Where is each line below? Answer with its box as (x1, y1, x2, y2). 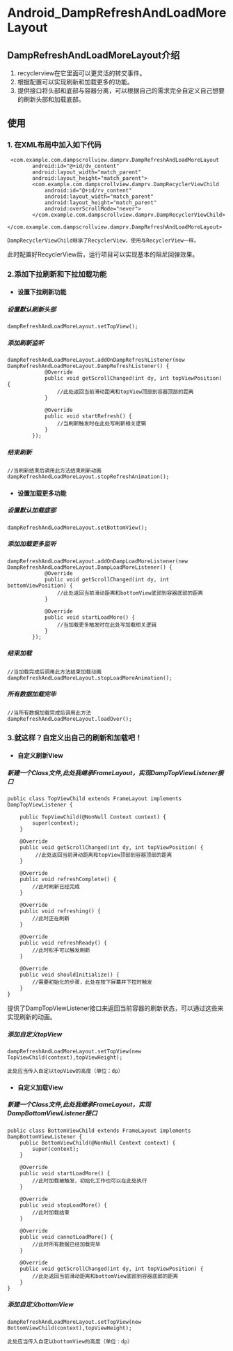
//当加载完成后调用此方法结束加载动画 (7, 668, 102, 675)
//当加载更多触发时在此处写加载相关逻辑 (56, 621, 156, 628)
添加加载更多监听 (7, 540, 56, 548)
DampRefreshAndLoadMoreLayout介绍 (7, 49, 180, 61)
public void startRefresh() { (44, 413, 132, 420)
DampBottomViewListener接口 (7, 1109, 97, 1117)
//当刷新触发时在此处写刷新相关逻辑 (56, 420, 147, 427)
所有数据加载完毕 (7, 690, 56, 699)
